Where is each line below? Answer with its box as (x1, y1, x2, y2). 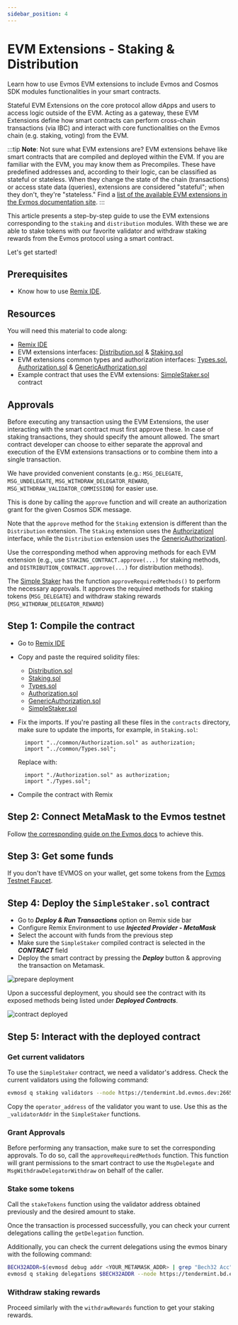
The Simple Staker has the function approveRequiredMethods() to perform (7, 577, 221, 585)
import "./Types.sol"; (24, 778, 91, 785)
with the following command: (7, 1250, 92, 1259)
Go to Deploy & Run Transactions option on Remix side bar (17, 916, 192, 925)
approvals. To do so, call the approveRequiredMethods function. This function (7, 1151, 229, 1160)
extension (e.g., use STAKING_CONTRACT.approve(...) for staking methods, (7, 555, 221, 564)
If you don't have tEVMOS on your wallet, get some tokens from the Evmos (7, 869, 225, 878)
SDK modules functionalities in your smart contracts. (7, 87, 161, 96)
